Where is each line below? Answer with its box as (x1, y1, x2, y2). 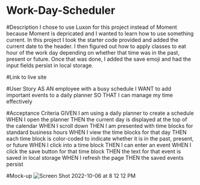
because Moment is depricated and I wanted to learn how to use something (6, 29, 194, 37)
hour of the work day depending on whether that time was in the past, (6, 49, 180, 56)
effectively (6, 97, 33, 105)
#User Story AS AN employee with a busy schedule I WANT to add (6, 85, 172, 92)
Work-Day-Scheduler (6, 4, 116, 17)
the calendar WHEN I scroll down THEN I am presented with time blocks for (6, 122, 193, 129)
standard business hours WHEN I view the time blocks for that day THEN (6, 129, 187, 136)
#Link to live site (6, 73, 47, 80)
